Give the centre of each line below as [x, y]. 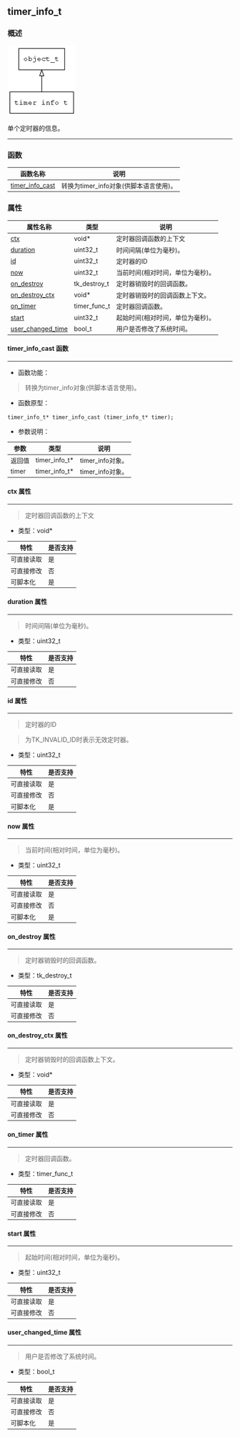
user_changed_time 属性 [45, 1333]
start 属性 [22, 1233]
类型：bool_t [36, 1372]
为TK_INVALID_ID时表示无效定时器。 [79, 740]
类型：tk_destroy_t [45, 975]
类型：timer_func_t [45, 1173]
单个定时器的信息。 [36, 128]
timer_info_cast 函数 [38, 349]
